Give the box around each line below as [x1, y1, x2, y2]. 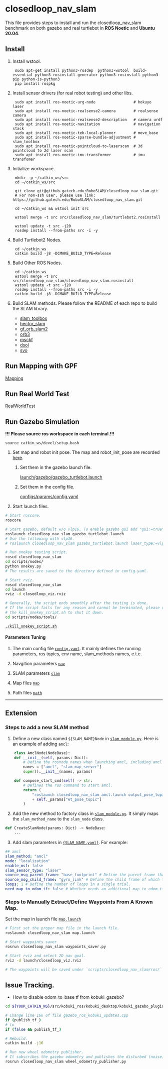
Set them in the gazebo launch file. [19, 464, 92, 470]
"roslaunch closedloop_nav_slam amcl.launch [31, 792, 126, 797]
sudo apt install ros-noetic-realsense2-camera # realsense [14, 108, 158, 113]
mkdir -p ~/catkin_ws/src [14, 175, 69, 180]
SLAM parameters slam [12, 670, 60, 676]
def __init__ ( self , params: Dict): [14, 755, 88, 760]
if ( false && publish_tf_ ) [5, 1027, 61, 1032]
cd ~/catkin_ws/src [14, 179, 55, 185]
